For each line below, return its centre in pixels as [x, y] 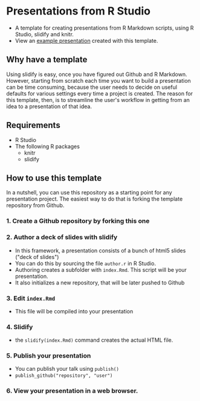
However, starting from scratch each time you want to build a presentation [99, 80]
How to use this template [54, 178]
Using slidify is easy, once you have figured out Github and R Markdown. [97, 74]
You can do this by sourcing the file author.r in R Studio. [85, 263]
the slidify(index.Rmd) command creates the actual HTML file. [94, 340]
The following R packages [47, 146]
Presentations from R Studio [79, 11]
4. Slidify [20, 327]
